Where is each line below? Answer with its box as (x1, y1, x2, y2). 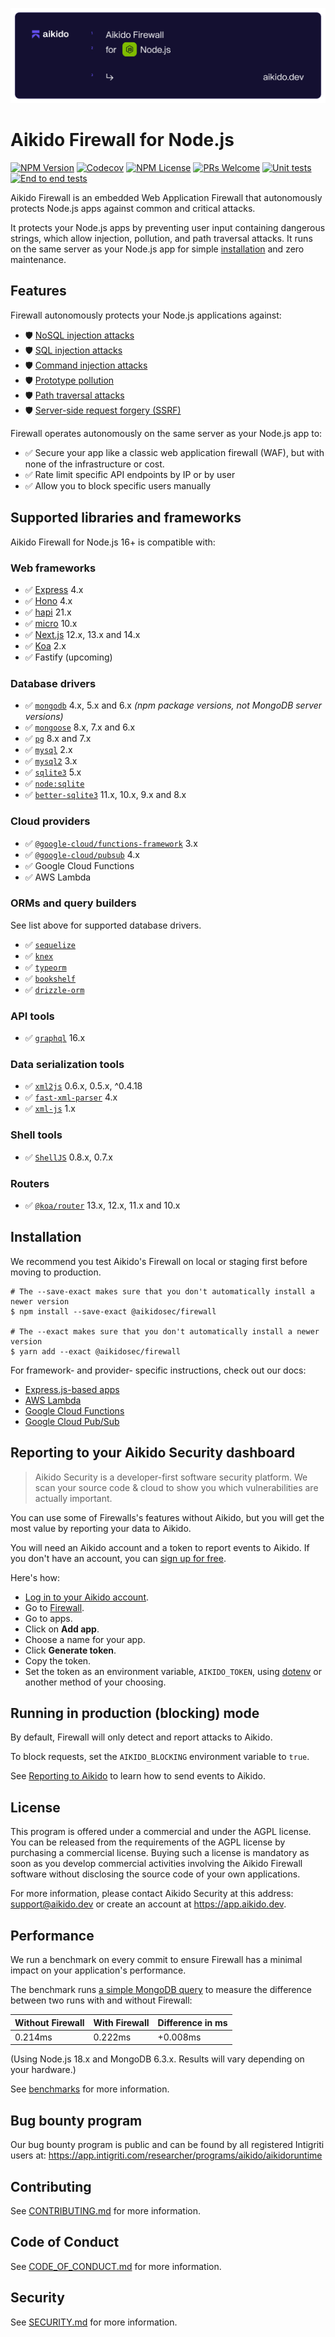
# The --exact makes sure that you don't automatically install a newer (10, 1326, 320, 1337)
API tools (10, 1009, 55, 1023)
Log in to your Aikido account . (24, 1591, 150, 1603)
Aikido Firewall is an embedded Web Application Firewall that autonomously (10, 192, 323, 204)
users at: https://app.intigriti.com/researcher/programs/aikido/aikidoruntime (10, 2149, 323, 2162)
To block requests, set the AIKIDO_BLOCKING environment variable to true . (10, 1751, 310, 1763)
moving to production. (10, 1266, 102, 1278)
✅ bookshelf (24, 972, 77, 984)
